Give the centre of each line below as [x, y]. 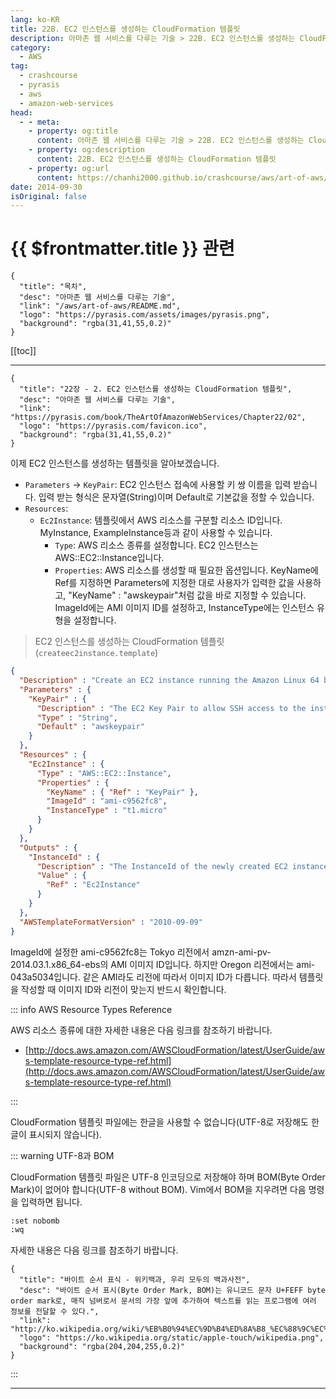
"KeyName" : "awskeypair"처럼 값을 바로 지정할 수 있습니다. [187, 595]
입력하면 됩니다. [51, 1202]
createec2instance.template [97, 654]
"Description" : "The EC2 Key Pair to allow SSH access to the [171, 708]
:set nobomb [35, 1221]
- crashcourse [48, 76]
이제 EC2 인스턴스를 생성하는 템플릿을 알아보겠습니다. [115, 463]
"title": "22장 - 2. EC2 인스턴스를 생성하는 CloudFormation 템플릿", [156, 389]
